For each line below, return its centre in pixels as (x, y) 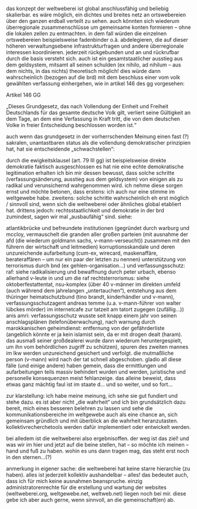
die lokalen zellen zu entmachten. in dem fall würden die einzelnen (86, 34)
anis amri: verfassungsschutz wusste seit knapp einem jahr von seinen (91, 315)
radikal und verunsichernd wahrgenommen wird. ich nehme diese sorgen (94, 185)
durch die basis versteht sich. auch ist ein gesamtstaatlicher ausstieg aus (94, 59)
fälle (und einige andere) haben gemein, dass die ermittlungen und (86, 365)
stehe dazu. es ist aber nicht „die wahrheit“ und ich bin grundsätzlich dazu (96, 402)
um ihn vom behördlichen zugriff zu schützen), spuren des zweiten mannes (97, 347)
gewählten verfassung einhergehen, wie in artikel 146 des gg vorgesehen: (95, 84)
